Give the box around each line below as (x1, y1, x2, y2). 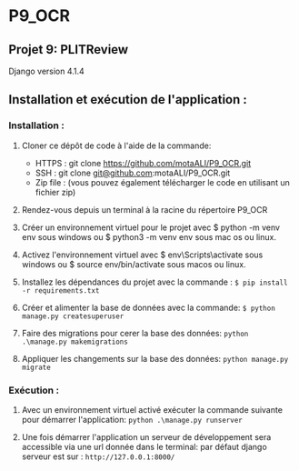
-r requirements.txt (21, 286, 100, 296)
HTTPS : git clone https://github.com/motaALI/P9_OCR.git (35, 157, 252, 168)
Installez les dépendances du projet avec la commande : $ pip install (21, 276, 288, 287)
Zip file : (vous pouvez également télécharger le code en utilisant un (35, 176, 290, 187)
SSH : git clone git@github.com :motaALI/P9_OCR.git (35, 167, 231, 178)
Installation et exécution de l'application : (8, 92, 247, 107)
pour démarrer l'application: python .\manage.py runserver (21, 414, 243, 425)
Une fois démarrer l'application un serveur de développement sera (21, 431, 272, 442)
